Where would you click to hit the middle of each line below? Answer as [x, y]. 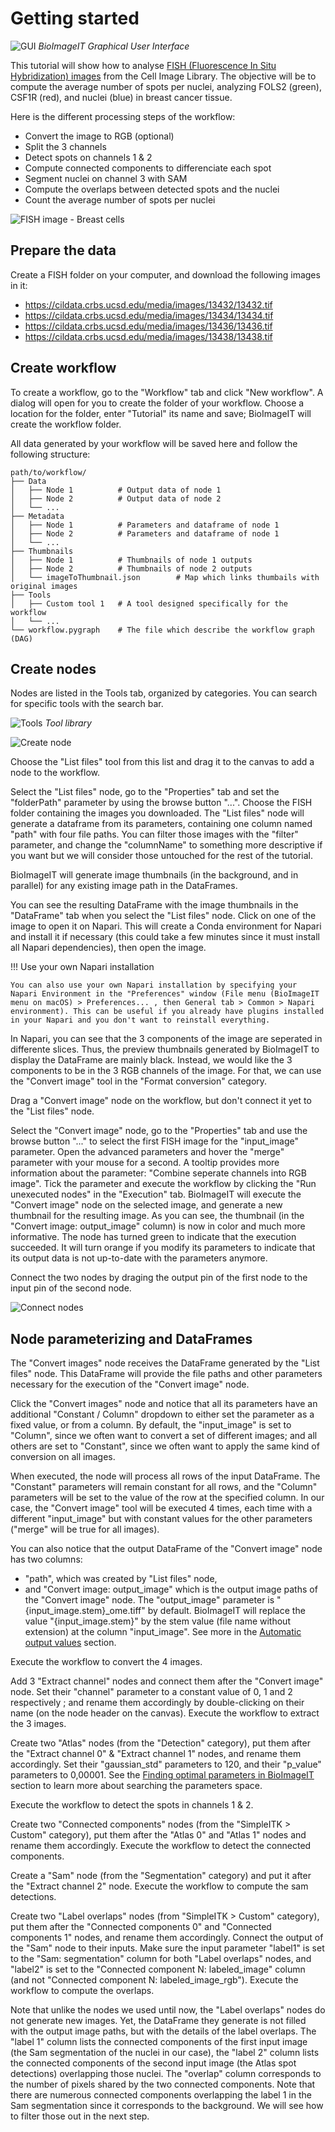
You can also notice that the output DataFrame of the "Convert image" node [166, 1549]
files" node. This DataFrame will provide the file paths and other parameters [166, 1374]
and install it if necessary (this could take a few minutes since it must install [165, 937]
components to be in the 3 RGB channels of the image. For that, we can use [166, 1071]
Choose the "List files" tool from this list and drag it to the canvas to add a [162, 762]
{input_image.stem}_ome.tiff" [85, 1611]
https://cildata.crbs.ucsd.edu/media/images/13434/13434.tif [149, 315]
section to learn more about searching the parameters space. [136, 1786]
